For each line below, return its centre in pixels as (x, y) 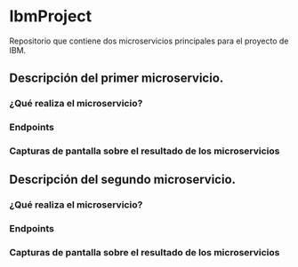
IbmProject (51, 16)
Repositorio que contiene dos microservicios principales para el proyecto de (149, 41)
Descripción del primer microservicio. (117, 79)
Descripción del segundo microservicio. (123, 180)
